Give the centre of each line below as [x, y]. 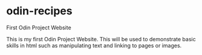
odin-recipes [39, 11]
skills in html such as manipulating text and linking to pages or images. [94, 45]
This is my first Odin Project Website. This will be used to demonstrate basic [101, 39]
